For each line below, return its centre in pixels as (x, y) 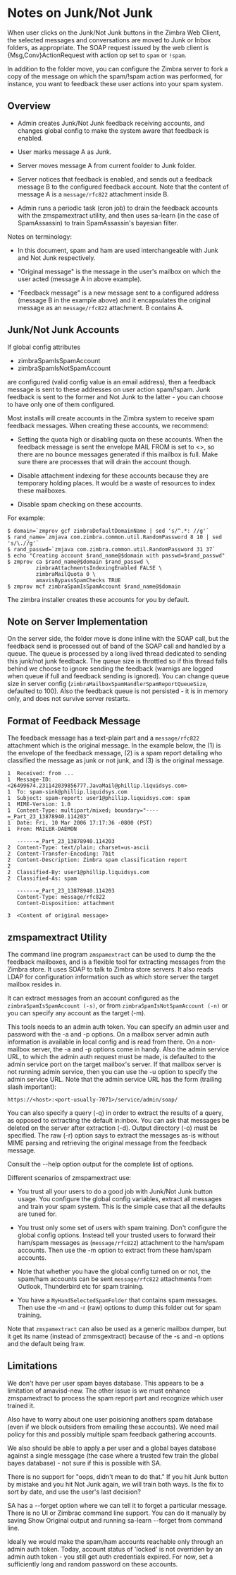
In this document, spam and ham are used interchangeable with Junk (118, 250)
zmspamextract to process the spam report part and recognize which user (116, 1398)
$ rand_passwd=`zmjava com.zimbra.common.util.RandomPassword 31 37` (112, 549)
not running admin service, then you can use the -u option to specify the (113, 1072)
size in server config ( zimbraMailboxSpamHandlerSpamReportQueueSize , (107, 684)
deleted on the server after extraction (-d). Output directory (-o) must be (112, 1128)
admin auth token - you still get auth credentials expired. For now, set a (110, 1557)
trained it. (21, 1405)
